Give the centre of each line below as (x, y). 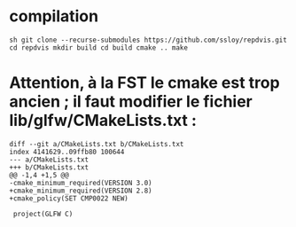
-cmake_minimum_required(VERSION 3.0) (81, 183)
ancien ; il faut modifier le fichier (131, 102)
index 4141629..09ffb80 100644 (67, 152)
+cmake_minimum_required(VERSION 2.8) (81, 191)
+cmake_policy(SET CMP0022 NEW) (69, 198)
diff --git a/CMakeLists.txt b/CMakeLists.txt (97, 144)
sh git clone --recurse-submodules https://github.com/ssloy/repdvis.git (148, 40)
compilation (54, 16)
